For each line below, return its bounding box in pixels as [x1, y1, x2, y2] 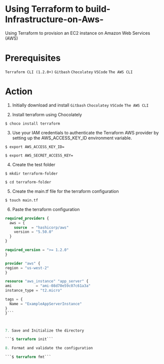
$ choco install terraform [5, 121, 60, 126]
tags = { [5, 297, 23, 302]
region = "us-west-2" [5, 265, 49, 270]
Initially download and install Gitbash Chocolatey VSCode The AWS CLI [12, 102, 149, 108]
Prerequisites [5, 52, 61, 64]
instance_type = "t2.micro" [5, 288, 63, 293]
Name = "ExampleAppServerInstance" [9, 301, 82, 306]
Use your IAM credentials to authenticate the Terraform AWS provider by [12, 130, 159, 135]
